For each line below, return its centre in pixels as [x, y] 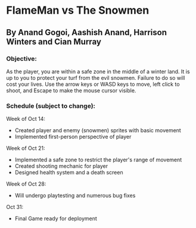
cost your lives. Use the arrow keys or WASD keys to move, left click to [93, 84]
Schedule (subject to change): [51, 106]
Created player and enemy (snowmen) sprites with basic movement [98, 130]
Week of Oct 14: [26, 119]
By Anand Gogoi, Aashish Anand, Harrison [86, 32]
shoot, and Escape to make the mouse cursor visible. [71, 90]
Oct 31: [15, 207]
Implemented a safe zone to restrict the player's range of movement [98, 160]
